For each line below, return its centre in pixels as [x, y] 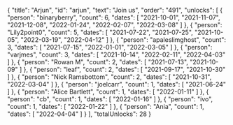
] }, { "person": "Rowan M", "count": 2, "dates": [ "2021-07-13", [98, 62]
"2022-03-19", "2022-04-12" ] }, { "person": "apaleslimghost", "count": [123, 40]
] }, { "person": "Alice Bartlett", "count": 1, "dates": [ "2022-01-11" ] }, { [108, 91]
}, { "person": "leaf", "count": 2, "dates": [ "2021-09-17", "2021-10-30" [125, 69]
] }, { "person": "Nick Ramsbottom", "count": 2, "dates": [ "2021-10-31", [110, 77]
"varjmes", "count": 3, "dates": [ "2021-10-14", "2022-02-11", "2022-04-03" [116, 54]
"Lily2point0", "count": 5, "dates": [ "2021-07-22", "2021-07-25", [100, 32]
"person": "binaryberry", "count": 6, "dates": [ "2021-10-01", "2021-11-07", [114, 17]
